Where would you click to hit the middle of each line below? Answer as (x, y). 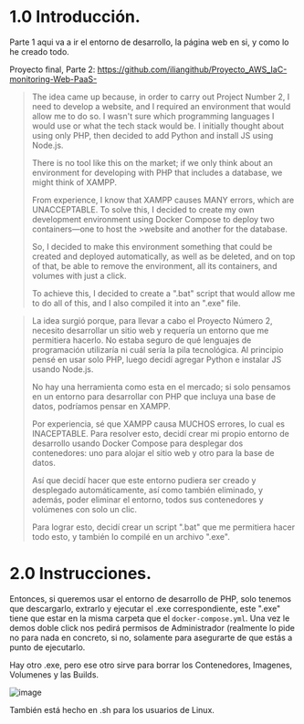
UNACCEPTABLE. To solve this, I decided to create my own (143, 209)
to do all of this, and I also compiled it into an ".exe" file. (136, 303)
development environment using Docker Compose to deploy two (153, 219)
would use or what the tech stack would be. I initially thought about (158, 126)
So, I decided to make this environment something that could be (152, 246)
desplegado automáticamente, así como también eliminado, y (147, 490)
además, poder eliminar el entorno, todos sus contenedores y (147, 500)
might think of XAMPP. (74, 182)
